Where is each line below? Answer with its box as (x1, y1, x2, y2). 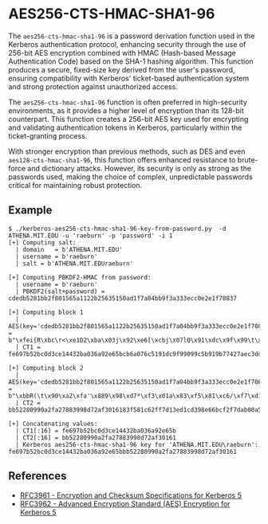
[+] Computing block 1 (8, 308, 84, 316)
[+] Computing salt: (8, 238, 77, 247)
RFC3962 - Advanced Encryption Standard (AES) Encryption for (19, 499, 231, 508)
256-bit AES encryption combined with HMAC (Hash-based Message (8, 48, 237, 57)
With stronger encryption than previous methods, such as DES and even (8, 147, 246, 156)
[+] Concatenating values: (8, 420, 98, 428)
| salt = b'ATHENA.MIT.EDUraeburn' (15, 260, 134, 268)
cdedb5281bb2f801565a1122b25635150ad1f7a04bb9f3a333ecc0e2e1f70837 (8, 294, 238, 303)
